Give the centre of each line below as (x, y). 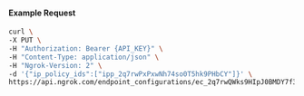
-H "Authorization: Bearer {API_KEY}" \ (86, 48)
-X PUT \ (25, 41)
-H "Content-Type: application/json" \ (84, 57)
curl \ (21, 32)
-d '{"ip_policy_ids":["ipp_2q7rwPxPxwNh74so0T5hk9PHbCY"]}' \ (131, 74)
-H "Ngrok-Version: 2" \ (55, 65)
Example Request (42, 13)
